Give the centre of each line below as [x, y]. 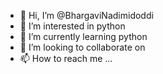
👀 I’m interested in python [72, 26]
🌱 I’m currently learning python [83, 36]
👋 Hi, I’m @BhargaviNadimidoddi [86, 15]
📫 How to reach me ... [66, 58]
